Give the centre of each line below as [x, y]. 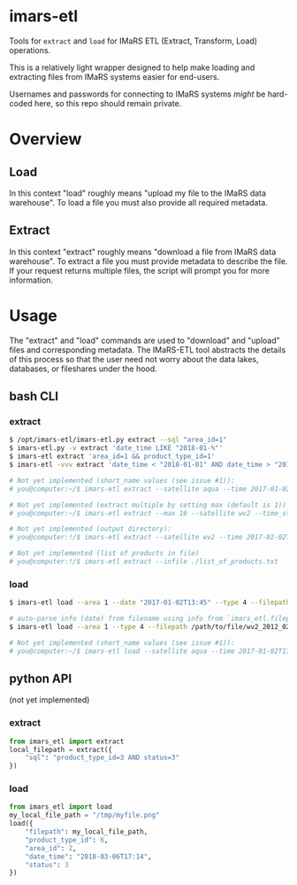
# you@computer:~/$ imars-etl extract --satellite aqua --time [128, 489]
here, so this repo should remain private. [108, 103]
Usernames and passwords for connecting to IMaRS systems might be [137, 94]
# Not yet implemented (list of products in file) [104, 554]
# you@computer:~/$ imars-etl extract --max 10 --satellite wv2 [130, 513]
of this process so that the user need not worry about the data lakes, [134, 359]
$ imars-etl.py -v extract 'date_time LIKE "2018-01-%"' [116, 448]
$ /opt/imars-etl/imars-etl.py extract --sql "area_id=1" [118, 440]
